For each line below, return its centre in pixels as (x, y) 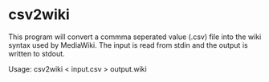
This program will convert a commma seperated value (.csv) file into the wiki (135, 37)
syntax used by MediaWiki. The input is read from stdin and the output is (128, 45)
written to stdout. (37, 53)
